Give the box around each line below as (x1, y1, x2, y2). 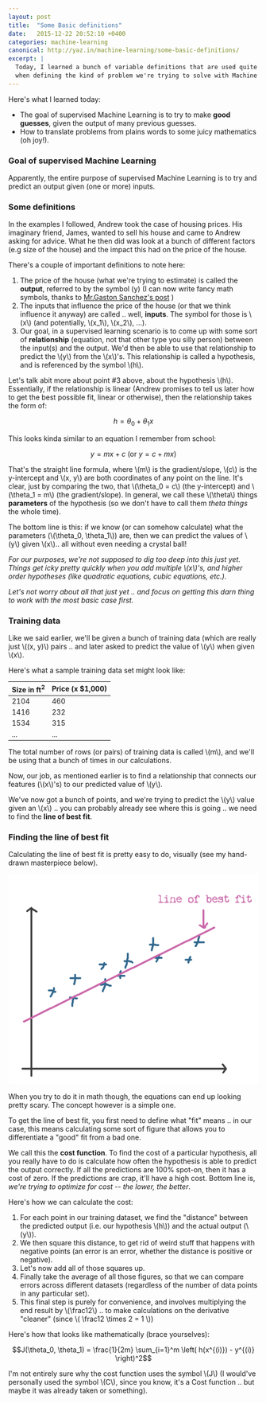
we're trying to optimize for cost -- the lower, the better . (8, 1182, 191, 1191)
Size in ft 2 (11, 683, 45, 694)
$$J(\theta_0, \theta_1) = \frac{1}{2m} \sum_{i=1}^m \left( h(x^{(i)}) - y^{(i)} (11, 1345, 256, 1354)
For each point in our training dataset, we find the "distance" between (19, 1212, 249, 1222)
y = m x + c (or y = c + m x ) (90, 450, 177, 459)
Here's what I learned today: (8, 94, 101, 103)
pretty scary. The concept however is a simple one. (8, 1100, 176, 1109)
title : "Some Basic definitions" (8, 21, 123, 29)
